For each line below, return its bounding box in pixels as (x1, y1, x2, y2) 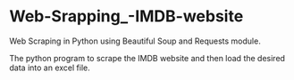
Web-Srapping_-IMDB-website (9, 6, 244, 27)
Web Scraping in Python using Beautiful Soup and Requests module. (9, 36, 261, 46)
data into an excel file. (9, 62, 91, 73)
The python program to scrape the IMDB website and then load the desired (9, 52, 286, 63)
